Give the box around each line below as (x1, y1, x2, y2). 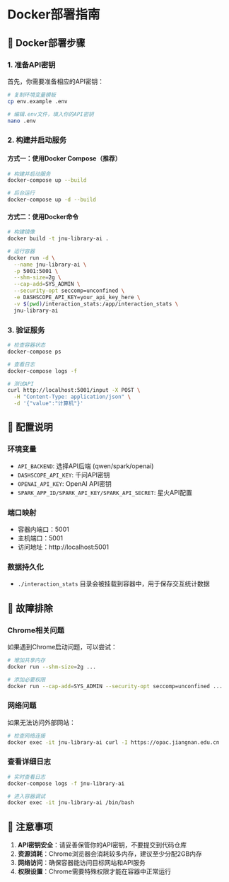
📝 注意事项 (7, 820, 53, 832)
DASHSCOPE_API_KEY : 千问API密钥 (17, 470, 110, 479)
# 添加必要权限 (7, 676, 46, 683)
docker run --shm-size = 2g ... (7, 663, 97, 671)
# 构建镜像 (7, 228, 35, 236)
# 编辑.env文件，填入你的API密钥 (7, 110, 94, 117)
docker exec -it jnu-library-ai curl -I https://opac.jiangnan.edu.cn (7, 738, 220, 746)
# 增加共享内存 (7, 656, 46, 663)
